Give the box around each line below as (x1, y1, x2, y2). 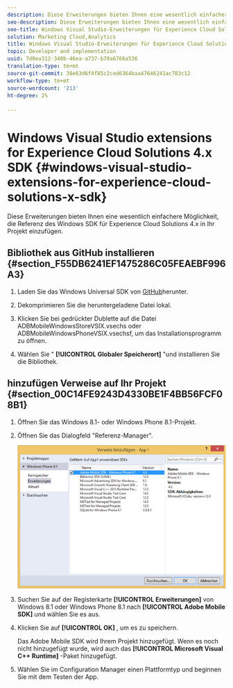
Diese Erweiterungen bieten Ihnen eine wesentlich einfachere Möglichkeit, (7, 212, 219, 221)
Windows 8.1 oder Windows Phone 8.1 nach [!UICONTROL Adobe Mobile (17, 602, 225, 611)
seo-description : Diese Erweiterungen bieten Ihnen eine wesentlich (7, 18, 209, 26)
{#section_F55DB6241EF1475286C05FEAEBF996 (7, 258, 226, 270)
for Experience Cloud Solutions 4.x (7, 145, 213, 161)
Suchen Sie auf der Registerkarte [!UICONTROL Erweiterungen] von (17, 595, 214, 604)
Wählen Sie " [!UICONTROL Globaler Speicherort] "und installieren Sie (17, 350, 221, 358)
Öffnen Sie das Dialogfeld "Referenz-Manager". (17, 431, 153, 440)
